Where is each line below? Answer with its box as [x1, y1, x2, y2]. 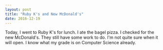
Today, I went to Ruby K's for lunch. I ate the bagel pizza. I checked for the [5, 30, 154, 35]
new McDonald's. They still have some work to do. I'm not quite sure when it [5, 34, 158, 40]
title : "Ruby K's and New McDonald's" [5, 12, 84, 17]
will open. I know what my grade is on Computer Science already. [5, 40, 136, 46]
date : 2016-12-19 [5, 16, 40, 21]
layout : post [5, 7, 32, 12]
